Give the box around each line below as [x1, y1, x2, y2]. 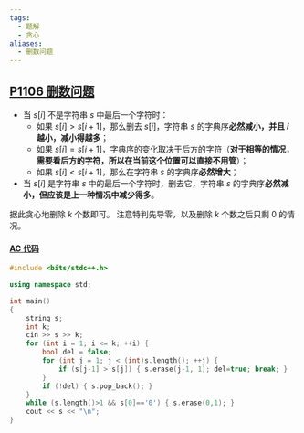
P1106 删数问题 [9, 83, 95, 99]
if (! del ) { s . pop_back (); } [42, 381, 153, 391]
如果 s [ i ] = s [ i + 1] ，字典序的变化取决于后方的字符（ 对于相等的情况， [36, 143, 295, 154]
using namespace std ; [9, 280, 92, 290]
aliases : [9, 38, 43, 48]
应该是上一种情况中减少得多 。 [47, 189, 160, 200]
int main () [9, 296, 51, 306]
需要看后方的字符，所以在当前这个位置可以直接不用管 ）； [36, 154, 249, 165]
